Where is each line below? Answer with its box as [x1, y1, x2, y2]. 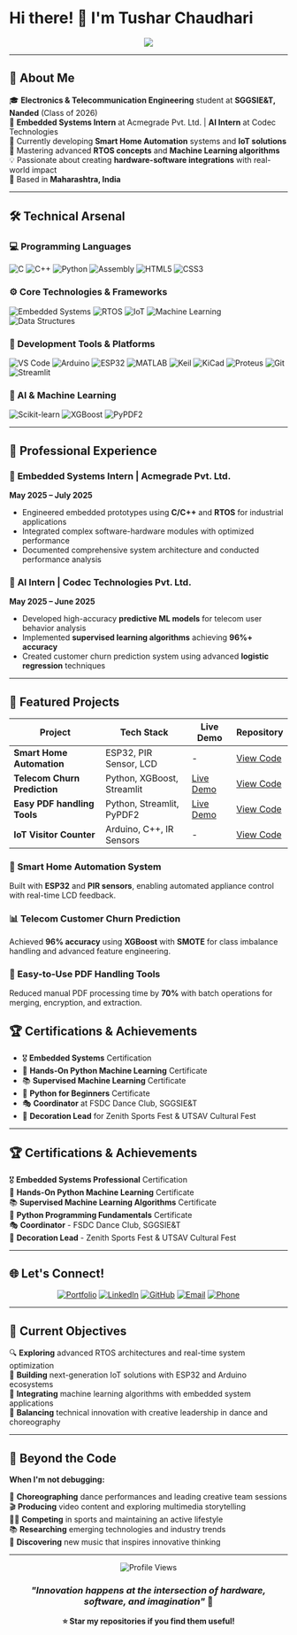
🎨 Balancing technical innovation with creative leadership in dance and [9, 1407, 268, 1418]
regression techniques [21, 660, 106, 671]
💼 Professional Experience [9, 443, 157, 459]
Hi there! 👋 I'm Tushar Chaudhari [9, 8, 254, 28]
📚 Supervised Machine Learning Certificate [21, 1075, 187, 1085]
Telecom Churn [13, 772, 80, 784]
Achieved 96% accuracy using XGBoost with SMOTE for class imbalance [9, 936, 278, 946]
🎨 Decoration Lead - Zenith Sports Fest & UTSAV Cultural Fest [9, 1232, 237, 1243]
